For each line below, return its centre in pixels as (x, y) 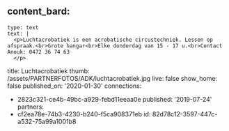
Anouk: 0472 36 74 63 (39, 52)
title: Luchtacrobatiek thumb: (48, 71)
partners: (30, 107)
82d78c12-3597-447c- (185, 114)
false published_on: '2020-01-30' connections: (74, 86)
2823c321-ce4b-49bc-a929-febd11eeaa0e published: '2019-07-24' (114, 99)
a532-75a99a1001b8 (47, 121)
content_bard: (39, 11)
